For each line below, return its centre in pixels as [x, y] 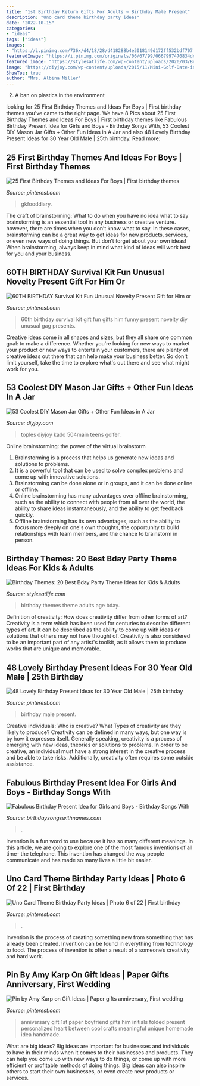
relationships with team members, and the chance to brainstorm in [96, 533]
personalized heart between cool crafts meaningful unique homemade [107, 1028]
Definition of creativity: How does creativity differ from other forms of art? [97, 617]
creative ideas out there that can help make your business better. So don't [97, 356]
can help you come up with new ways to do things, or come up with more [96, 1059]
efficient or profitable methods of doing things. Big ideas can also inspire [96, 1065]
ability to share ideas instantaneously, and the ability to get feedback [99, 508]
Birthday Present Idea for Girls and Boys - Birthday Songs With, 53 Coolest [98, 126]
